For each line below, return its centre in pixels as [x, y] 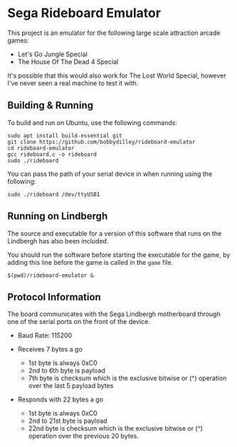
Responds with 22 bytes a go [60, 399]
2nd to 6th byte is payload [67, 371]
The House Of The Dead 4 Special [68, 61]
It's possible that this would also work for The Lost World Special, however [117, 75]
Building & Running [51, 106]
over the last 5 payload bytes [71, 386]
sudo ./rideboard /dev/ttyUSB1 [54, 194]
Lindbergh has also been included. [58, 241]
